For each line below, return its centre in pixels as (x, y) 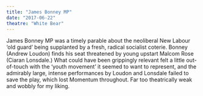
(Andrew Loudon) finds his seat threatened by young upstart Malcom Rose (100, 54)
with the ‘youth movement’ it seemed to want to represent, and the (113, 67)
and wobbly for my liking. (38, 86)
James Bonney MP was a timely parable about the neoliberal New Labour (98, 41)
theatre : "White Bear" (35, 23)
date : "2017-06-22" (31, 18)
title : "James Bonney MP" (39, 12)
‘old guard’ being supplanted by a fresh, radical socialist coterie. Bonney (97, 47)
